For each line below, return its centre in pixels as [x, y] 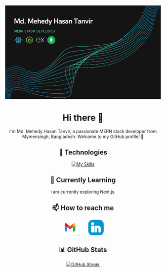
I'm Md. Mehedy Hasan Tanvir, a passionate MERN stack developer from [83, 132]
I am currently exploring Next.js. [83, 192]
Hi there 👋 [83, 118]
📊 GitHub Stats [83, 250]
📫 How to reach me [83, 208]
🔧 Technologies [83, 152]
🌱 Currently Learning [83, 180]
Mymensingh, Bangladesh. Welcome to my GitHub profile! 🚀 [83, 136]
